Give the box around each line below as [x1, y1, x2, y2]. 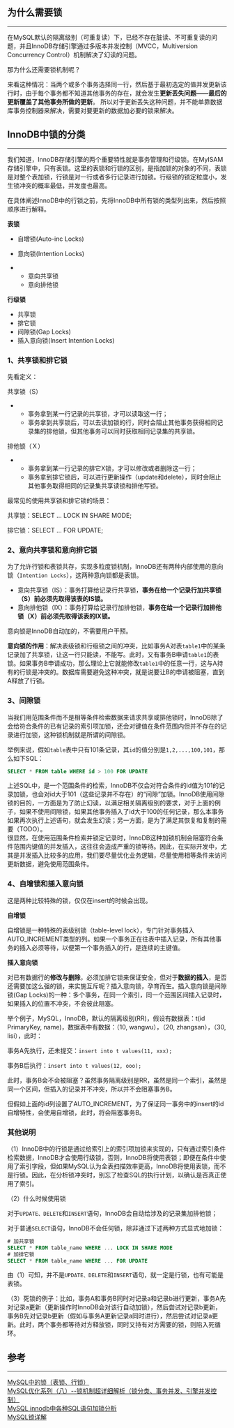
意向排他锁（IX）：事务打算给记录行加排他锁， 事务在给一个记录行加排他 [17, 603, 222, 612]
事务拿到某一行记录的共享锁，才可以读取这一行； [27, 409, 169, 417]
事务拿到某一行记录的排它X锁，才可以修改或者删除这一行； [27, 463, 197, 473]
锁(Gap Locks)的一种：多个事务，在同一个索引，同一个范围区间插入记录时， [7, 990, 226, 999]
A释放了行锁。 [7, 676, 49, 685]
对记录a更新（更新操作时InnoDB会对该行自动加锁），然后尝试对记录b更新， [7, 1303, 221, 1311]
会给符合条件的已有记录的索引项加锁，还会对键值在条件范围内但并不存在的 [7, 722, 221, 730]
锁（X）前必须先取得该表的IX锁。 [17, 612, 114, 620]
